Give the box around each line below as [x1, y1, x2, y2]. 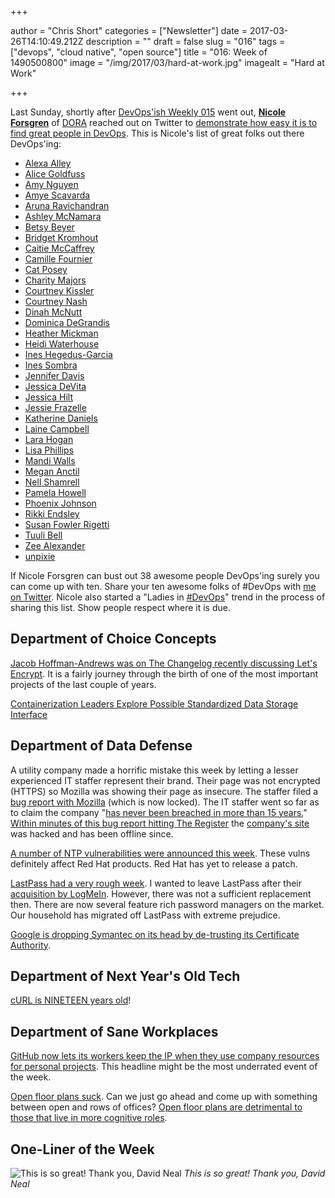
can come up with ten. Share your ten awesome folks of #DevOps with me [10, 581, 317, 592]
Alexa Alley [24, 157, 72, 169]
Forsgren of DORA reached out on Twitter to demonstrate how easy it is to [10, 117, 318, 128]
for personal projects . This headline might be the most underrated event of [10, 1061, 318, 1073]
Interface [10, 708, 48, 720]
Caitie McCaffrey [24, 242, 95, 254]
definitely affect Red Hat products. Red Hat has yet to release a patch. [10, 857, 298, 870]
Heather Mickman [24, 327, 99, 339]
